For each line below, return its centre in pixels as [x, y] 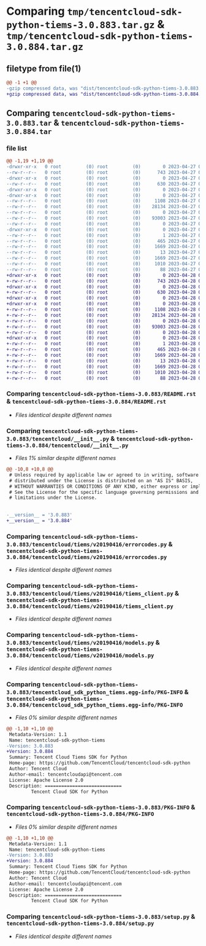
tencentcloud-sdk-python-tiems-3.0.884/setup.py [80, 924]
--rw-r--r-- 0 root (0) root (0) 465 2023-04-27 [101, 241]
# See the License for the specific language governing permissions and [104, 492]
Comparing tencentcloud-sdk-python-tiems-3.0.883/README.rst [101, 394]
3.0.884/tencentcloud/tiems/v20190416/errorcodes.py [87, 557]
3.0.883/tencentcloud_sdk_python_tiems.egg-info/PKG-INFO [95, 692]
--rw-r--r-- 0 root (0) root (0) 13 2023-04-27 [101, 252]
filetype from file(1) [44, 68]
